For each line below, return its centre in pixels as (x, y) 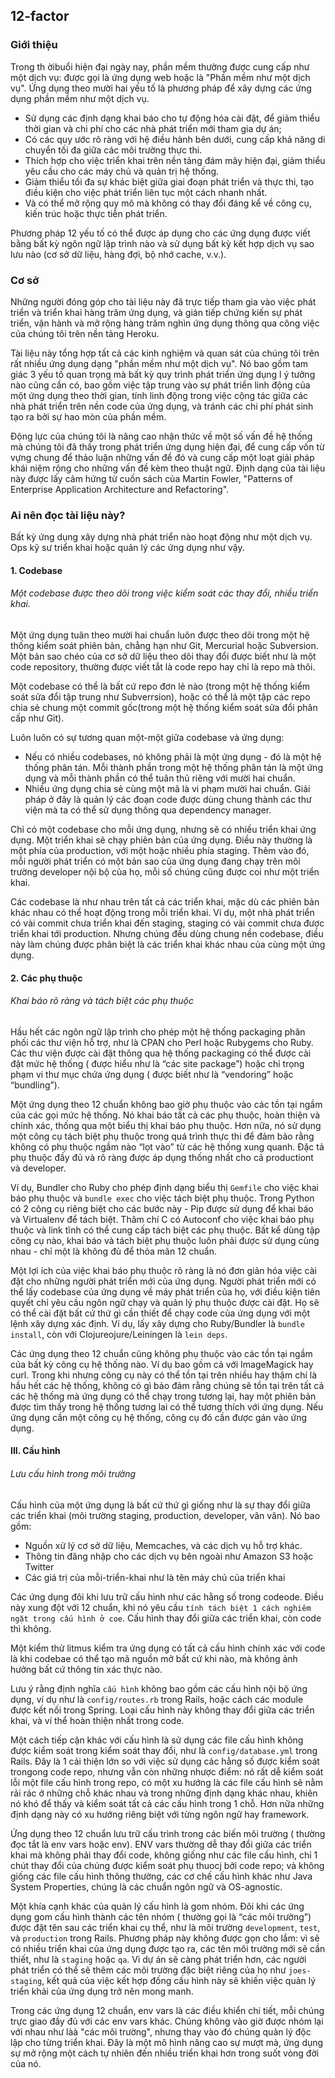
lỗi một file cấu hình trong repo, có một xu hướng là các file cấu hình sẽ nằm (167, 1782)
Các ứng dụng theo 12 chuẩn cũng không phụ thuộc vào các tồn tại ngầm (161, 1353)
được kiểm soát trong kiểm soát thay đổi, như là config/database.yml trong (164, 1750)
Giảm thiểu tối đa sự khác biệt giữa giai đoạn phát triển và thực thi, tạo (169, 181)
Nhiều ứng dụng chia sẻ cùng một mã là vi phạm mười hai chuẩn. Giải (167, 789)
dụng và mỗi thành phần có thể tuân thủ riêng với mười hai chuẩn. (160, 778)
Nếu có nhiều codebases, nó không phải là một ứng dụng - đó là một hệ (173, 757)
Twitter (39, 1566)
